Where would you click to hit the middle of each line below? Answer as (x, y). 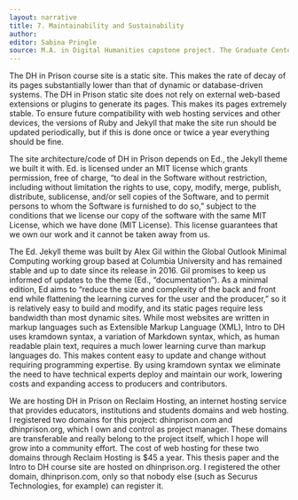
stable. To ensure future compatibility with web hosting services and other (145, 114)
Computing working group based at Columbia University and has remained (145, 261)
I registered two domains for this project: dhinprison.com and (121, 420)
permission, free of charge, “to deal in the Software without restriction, (138, 178)
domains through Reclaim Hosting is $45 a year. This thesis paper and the (144, 457)
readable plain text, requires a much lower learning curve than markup (137, 346)
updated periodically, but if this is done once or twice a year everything (140, 132)
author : (24, 34)
